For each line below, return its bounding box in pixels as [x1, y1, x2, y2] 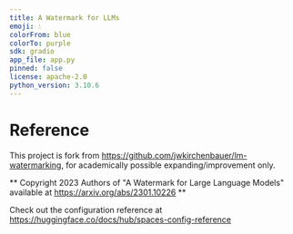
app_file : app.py [9, 55, 76, 64]
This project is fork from [9, 150, 100, 161]
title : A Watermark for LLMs [9, 13, 120, 23]
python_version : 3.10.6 [9, 81, 100, 90]
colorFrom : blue [9, 30, 71, 39]
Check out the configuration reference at [9, 204, 163, 215]
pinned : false [9, 64, 64, 73]
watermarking [9, 160, 62, 171]
